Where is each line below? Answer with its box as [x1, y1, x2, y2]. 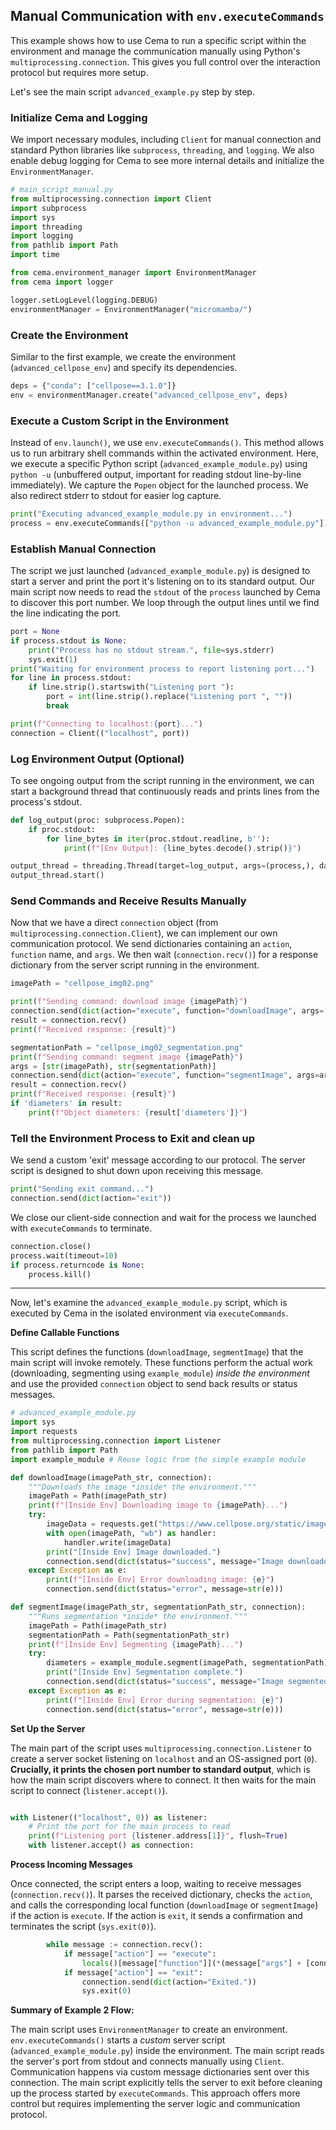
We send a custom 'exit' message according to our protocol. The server [10, 1154, 307, 1166]
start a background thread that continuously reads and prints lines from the [10, 785, 320, 797]
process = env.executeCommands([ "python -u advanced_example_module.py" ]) [10, 518, 329, 528]
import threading [10, 222, 83, 232]
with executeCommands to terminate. [10, 1222, 153, 1234]
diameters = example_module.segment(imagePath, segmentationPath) [46, 1658, 329, 1668]
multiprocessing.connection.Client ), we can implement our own [10, 927, 278, 939]
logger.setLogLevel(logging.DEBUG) [10, 295, 159, 305]
